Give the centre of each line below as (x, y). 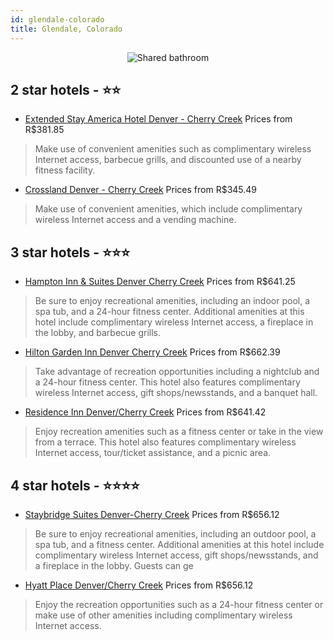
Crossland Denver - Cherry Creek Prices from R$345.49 (141, 190)
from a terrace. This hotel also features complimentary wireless (165, 442)
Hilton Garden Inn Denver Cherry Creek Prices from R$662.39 (152, 352)
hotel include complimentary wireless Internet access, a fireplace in (174, 322)
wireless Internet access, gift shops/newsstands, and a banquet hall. (176, 393)
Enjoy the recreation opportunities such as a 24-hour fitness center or (179, 604)
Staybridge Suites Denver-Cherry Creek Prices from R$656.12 (152, 514)
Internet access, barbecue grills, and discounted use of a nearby (168, 160)
